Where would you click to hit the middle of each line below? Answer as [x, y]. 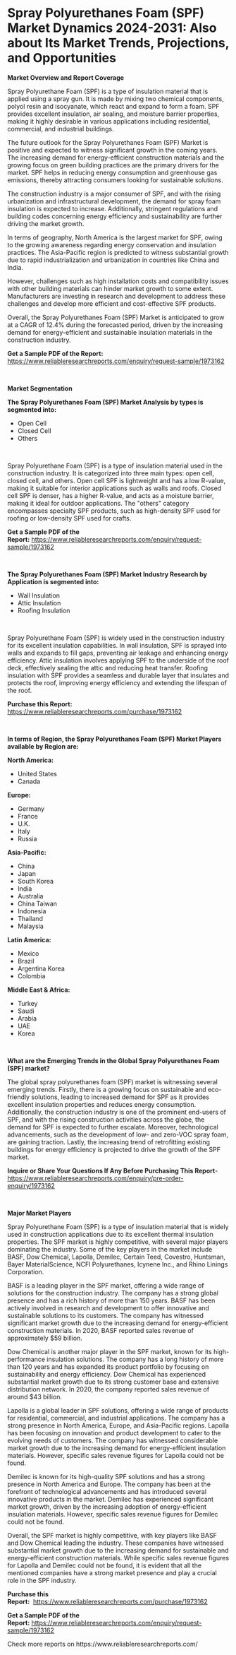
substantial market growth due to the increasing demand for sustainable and [118, 1550]
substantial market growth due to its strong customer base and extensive [113, 1382]
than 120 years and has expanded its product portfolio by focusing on [108, 1366]
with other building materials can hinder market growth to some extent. [110, 288]
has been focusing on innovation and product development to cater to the [114, 1432]
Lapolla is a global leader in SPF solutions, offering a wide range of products [118, 1410]
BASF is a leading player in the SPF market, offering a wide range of [106, 1285]
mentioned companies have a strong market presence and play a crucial [112, 1572]
